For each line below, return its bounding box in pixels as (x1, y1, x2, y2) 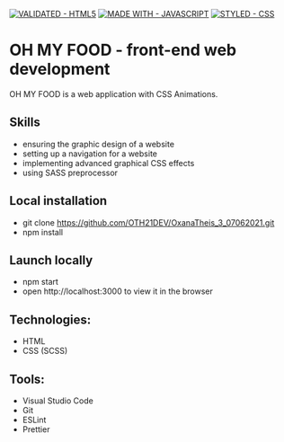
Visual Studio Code (22, 395, 94, 406)
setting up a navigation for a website (22, 148, 157, 159)
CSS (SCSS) (22, 346, 68, 357)
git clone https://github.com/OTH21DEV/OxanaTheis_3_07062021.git (22, 217, 275, 228)
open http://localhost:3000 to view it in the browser (22, 286, 214, 296)
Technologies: (9, 312, 92, 327)
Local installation (9, 193, 108, 208)
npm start (22, 277, 58, 287)
